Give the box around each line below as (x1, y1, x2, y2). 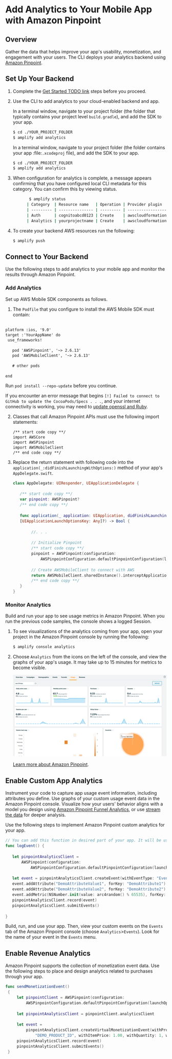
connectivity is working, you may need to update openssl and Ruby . (5, 403, 148, 409)
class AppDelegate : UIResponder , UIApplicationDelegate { (12, 480, 139, 486)
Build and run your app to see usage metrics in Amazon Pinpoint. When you (5, 613, 165, 619)
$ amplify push (12, 238, 46, 243)
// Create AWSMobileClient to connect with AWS (31, 567, 135, 572)
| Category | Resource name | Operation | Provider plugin (26, 202, 162, 207)
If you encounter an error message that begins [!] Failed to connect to (5, 392, 160, 399)
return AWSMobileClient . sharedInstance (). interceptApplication (31, 572, 169, 578)
